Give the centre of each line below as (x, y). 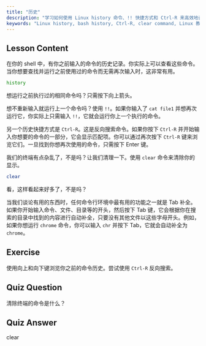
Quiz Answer (32, 322)
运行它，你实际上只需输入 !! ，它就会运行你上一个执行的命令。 (85, 116)
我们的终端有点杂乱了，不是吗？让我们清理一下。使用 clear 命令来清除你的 (101, 157)
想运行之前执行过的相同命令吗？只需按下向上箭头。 (71, 96)
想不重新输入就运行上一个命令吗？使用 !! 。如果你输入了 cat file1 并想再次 (102, 108)
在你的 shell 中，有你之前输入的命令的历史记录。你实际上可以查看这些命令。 (102, 64)
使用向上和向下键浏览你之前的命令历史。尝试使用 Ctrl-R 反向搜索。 (91, 268)
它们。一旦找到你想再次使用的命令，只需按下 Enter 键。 (82, 145)
